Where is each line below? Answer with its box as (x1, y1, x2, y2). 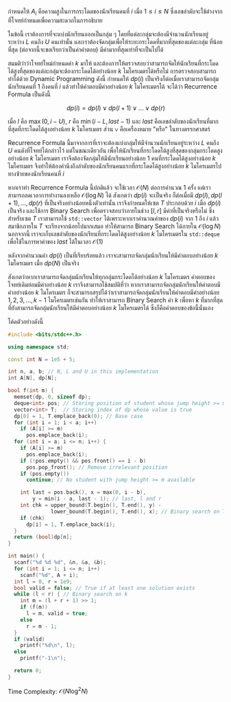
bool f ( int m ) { (8, 387, 54, 394)
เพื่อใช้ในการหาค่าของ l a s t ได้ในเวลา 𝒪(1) (8, 237, 104, 245)
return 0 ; (14, 668, 42, 674)
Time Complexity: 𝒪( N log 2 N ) (8, 685, 88, 695)
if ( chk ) (20, 514, 45, 521)
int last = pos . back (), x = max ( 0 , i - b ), (20, 489, 147, 496)
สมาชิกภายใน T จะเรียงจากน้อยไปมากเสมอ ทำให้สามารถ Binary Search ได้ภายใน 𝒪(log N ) (8, 221, 221, 230)
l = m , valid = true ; (25, 610, 88, 617)
